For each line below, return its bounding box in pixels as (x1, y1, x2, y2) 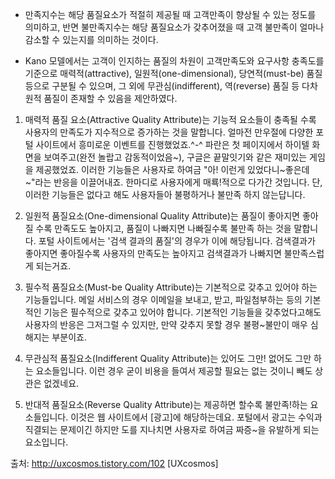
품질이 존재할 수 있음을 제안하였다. (43, 93, 178, 104)
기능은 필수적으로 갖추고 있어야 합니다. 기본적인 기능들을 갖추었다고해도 (43, 306, 322, 318)
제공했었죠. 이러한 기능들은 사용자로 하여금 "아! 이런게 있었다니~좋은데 (35, 164, 310, 175)
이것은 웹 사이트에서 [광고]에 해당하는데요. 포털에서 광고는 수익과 (70, 411, 323, 423)
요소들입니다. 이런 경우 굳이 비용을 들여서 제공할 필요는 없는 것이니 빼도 (35, 365, 313, 377)
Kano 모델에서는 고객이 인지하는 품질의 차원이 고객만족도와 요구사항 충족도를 (24, 55, 325, 67)
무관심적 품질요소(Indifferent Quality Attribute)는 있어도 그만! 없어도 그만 (24, 353, 312, 364)
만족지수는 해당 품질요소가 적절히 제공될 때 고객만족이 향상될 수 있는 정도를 (24, 9, 317, 20)
